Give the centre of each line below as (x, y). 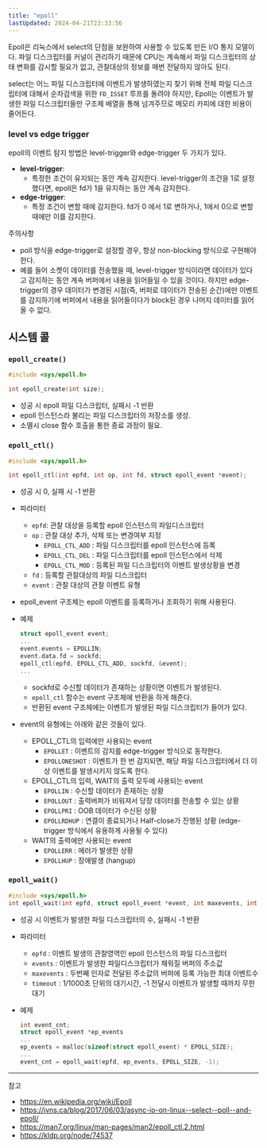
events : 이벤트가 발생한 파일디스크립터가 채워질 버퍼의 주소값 (127, 963)
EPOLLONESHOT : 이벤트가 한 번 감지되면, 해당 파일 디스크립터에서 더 (146, 761)
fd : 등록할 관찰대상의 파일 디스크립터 (89, 575)
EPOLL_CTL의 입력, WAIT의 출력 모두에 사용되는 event (117, 780)
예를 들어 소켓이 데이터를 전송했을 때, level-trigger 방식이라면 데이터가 (129, 270)
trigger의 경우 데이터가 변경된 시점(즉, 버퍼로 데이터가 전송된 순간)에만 (129, 290)
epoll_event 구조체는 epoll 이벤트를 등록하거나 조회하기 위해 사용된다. (128, 602)
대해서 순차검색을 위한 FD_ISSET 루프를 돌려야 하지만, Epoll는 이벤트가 (137, 93)
